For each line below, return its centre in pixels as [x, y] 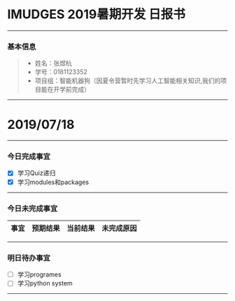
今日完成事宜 [29, 157]
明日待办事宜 [29, 258]
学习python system [45, 283]
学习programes [39, 274]
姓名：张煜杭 [53, 63]
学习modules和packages [53, 182]
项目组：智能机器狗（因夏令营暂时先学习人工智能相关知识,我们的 [128, 80]
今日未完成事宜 [33, 209]
